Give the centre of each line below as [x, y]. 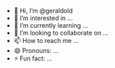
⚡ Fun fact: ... [33, 58]
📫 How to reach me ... [46, 41]
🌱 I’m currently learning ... [51, 25]
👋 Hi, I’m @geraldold [43, 11]
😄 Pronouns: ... [36, 51]
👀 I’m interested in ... [43, 18]
